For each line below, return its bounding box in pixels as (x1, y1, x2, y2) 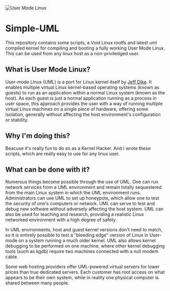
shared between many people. (5, 280, 69, 286)
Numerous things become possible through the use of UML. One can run (5, 179, 159, 185)
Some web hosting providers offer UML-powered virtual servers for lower (5, 263, 160, 270)
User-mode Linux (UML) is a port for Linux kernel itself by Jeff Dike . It (5, 79, 152, 85)
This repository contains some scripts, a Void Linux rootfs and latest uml (5, 39, 157, 45)
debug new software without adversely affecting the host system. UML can (5, 206, 164, 212)
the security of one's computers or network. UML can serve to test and (5, 201, 155, 207)
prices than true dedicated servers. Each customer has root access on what (5, 269, 165, 275)
